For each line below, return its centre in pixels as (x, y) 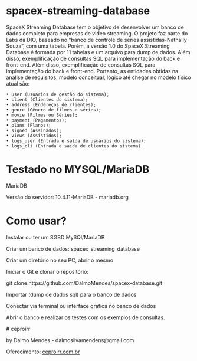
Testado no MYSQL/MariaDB (78, 170)
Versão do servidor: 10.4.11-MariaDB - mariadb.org (67, 197)
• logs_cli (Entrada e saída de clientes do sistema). (75, 146)
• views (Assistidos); (34, 136)
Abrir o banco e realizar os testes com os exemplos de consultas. (86, 317)
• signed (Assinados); (34, 130)
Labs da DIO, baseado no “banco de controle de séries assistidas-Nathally (96, 40)
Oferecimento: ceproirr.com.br (43, 352)
